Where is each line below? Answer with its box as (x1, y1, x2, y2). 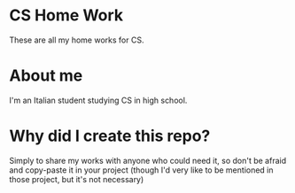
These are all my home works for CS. (9, 35, 144, 45)
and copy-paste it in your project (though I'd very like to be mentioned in (9, 165, 274, 175)
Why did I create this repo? (9, 126, 211, 146)
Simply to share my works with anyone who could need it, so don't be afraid (9, 155, 286, 166)
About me (9, 66, 83, 86)
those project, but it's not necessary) (9, 174, 144, 184)
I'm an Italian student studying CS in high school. (9, 95, 188, 105)
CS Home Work (9, 5, 124, 26)
